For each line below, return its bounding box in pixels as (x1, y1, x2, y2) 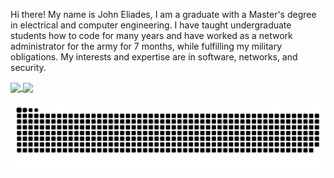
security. (10, 62, 47, 73)
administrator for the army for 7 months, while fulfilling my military (10, 40, 282, 52)
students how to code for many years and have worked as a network (10, 30, 293, 41)
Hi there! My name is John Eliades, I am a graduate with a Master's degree (10, 9, 317, 20)
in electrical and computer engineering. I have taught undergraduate (10, 19, 292, 31)
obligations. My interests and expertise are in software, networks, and (10, 51, 298, 63)
